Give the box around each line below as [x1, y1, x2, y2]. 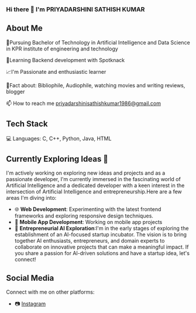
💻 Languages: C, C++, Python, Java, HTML [6, 135, 112, 142]
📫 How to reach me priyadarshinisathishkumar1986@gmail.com [6, 100, 161, 107]
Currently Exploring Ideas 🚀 [6, 154, 109, 164]
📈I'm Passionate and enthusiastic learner [6, 68, 106, 75]
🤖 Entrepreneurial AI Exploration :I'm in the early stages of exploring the [14, 225, 189, 232]
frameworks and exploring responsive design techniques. [14, 212, 154, 219]
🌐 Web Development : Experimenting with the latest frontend [14, 206, 161, 213]
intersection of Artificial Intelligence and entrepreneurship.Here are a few [6, 188, 183, 195]
